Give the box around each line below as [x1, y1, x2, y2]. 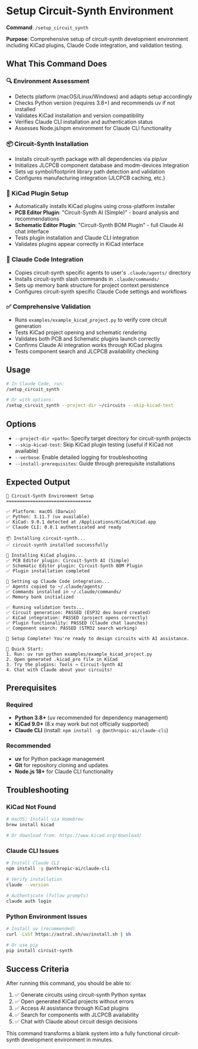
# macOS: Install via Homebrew [6, 816, 84, 823]
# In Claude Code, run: [6, 380, 65, 387]
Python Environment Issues [6, 912, 88, 921]
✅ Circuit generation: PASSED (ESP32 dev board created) [6, 609, 151, 616]
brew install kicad [6, 822, 55, 828]
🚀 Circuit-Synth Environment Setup [6, 493, 94, 499]
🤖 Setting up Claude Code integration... [6, 578, 110, 584]
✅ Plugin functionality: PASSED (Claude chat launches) [6, 620, 148, 626]
